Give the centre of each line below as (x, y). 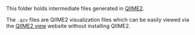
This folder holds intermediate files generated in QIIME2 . (75, 8)
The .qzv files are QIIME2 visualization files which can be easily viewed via (97, 20)
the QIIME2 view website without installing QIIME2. (68, 26)
